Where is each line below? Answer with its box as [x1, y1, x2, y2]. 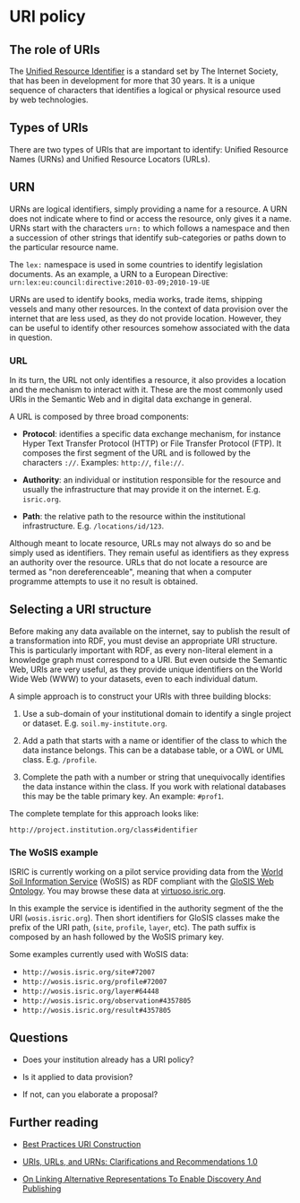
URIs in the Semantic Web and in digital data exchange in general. [9, 393, 253, 405]
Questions [9, 1030, 69, 1046]
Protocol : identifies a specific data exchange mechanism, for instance [21, 428, 281, 439]
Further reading [9, 1115, 99, 1130]
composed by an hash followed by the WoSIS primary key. [9, 931, 225, 943]
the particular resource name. [9, 241, 119, 252]
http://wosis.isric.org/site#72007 [21, 968, 156, 977]
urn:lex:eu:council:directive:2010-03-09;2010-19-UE [9, 278, 210, 287]
